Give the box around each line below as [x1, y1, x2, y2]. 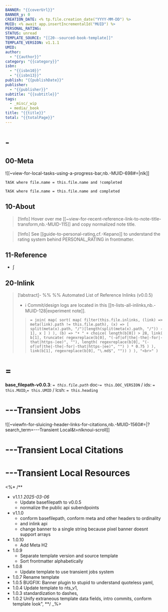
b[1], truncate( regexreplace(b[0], [30, 335, 107, 341]
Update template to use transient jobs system [20, 569, 114, 575]
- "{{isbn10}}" [10, 69, 42, 74]
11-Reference [5, 250, 47, 259]
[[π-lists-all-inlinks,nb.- [108, 302, 156, 308]
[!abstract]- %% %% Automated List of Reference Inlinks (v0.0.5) [17, 292, 153, 298]
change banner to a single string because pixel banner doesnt [20, 526, 148, 532]
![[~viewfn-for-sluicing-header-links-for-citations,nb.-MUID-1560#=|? [5, 422, 150, 428]
